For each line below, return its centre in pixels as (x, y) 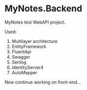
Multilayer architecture (34, 41)
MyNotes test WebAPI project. (35, 22)
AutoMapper (24, 72)
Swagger (21, 57)
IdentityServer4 (28, 67)
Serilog (19, 62)
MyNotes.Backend (43, 9)
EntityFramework (29, 46)
